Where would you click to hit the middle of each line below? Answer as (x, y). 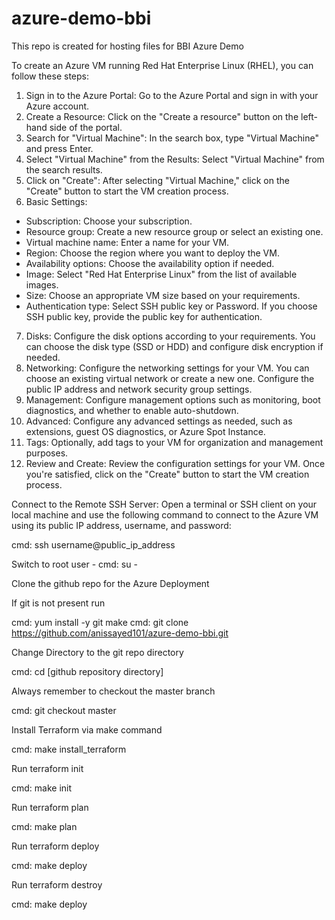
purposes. (47, 453)
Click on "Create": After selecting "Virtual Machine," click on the (157, 180)
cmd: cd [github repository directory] (87, 671)
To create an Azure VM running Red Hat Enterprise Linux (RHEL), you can (162, 65)
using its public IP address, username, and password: (121, 525)
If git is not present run (58, 603)
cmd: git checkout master (64, 710)
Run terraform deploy (55, 846)
